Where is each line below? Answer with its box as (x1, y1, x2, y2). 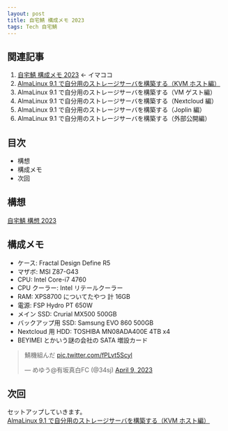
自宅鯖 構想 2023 (7, 216, 57, 224)
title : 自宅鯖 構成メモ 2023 (7, 17, 85, 24)
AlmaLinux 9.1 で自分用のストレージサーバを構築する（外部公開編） (17, 115, 211, 123)
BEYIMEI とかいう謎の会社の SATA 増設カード (17, 336, 149, 344)
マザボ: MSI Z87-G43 (17, 267, 79, 276)
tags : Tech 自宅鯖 (7, 23, 58, 30)
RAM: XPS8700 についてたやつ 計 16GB (17, 292, 130, 300)
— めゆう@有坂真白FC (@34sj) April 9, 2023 (24, 365, 153, 374)
